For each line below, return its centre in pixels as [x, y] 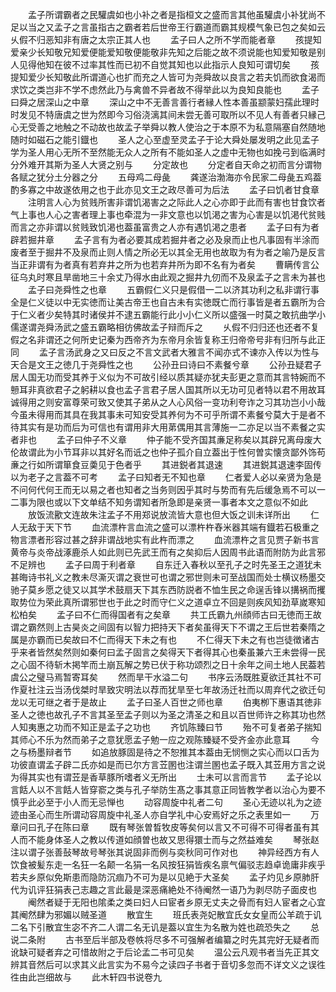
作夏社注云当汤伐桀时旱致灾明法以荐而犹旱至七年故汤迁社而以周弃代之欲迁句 [168, 689]
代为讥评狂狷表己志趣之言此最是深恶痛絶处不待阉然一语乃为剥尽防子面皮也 [163, 889]
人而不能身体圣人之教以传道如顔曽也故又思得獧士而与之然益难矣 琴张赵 [165, 839]
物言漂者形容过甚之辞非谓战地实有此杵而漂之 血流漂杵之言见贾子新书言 [165, 539]
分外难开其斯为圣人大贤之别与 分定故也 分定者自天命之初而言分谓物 [166, 164]
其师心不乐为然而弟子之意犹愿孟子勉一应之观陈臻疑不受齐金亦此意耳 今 [165, 739]
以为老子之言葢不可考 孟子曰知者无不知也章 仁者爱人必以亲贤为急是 [166, 477]
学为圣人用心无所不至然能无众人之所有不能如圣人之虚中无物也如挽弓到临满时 [168, 152]
